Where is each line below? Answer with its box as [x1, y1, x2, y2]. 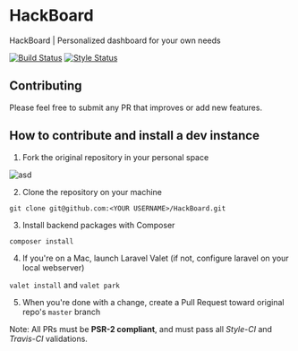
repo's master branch [21, 306, 101, 317]
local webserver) [21, 261, 85, 273]
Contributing [9, 78, 82, 94]
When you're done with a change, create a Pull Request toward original [21, 296, 285, 307]
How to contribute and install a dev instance [9, 128, 260, 143]
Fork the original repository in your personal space [21, 151, 209, 162]
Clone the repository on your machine [21, 186, 163, 197]
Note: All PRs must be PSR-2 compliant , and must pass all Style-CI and [9, 323, 273, 334]
